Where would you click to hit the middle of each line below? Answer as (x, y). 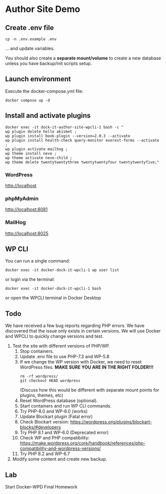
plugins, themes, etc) (41, 395)
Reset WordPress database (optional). (59, 400)
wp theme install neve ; (31, 153)
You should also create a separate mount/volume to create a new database (83, 58)
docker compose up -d (28, 100)
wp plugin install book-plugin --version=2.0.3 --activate (68, 136)
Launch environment (38, 79)
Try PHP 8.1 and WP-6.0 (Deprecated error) (64, 432)
